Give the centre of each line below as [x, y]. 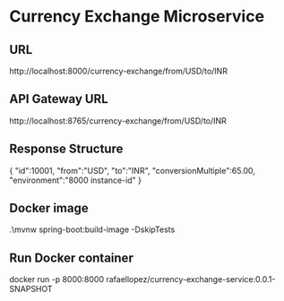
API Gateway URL [59, 99]
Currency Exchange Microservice [137, 17]
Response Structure [66, 149]
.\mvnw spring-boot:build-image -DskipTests [92, 229]
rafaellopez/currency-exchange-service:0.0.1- [191, 279]
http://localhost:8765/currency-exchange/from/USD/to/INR [118, 120]
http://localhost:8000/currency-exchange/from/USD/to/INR [119, 71]
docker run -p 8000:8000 [57, 279]
